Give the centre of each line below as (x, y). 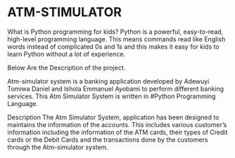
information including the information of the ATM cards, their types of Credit (118, 132)
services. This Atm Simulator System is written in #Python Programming (112, 96)
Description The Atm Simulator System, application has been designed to (113, 117)
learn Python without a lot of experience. (66, 54)
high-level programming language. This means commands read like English (116, 39)
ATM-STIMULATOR (64, 12)
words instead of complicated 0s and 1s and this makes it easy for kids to (113, 46)
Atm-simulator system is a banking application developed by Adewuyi (108, 81)
